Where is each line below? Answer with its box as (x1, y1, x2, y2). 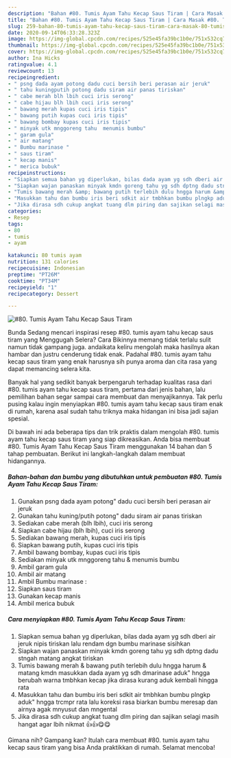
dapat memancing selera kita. (8, 365, 92, 373)
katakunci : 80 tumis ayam (8, 252, 82, 259)
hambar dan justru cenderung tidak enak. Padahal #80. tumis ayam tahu (8, 351, 212, 359)
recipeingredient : (8, 73, 60, 81)
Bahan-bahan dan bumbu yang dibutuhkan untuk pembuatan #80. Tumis (8, 473, 222, 481)
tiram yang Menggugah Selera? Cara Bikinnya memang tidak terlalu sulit (8, 335, 211, 344)
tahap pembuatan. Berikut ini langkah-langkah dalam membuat (8, 450, 186, 458)
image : (8, 36, 27, 43)
